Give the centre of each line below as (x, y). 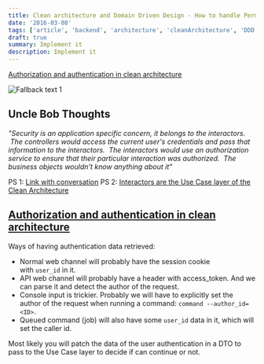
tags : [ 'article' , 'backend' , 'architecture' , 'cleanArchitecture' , (123, 30)
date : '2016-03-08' (40, 23)
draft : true (27, 37)
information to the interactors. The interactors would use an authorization (128, 149)
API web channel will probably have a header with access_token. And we (137, 278)
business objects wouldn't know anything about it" (90, 167)
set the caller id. (46, 328)
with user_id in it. (48, 270)
